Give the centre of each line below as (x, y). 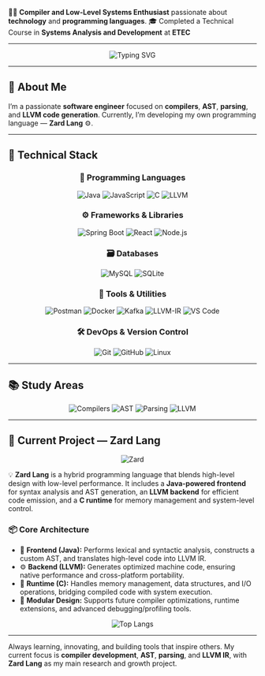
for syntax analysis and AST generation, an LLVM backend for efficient (123, 492)
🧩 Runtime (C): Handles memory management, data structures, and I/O (136, 583)
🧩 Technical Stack (53, 155)
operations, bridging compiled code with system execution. (116, 592)
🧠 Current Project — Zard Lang (84, 441)
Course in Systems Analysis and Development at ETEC (99, 32)
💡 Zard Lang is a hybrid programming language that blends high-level (121, 475)
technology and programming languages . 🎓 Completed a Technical (121, 21)
